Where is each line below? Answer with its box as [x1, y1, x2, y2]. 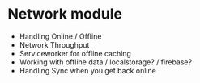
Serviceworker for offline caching [19, 48, 131, 58]
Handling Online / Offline [19, 31, 102, 41]
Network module [7, 5, 123, 23]
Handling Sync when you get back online [19, 65, 157, 75]
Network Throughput [19, 39, 90, 49]
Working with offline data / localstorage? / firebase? [19, 57, 192, 67]
